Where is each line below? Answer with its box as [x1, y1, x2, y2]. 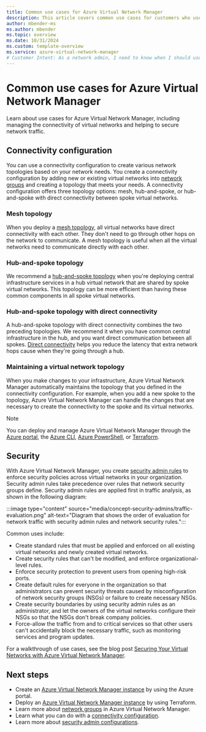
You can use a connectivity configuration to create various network [6, 162, 177, 169]
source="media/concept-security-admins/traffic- [68, 505, 193, 513]
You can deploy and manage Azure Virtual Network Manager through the [6, 426, 191, 434]
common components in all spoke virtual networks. [6, 292, 135, 299]
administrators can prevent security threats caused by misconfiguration [15, 588, 196, 595]
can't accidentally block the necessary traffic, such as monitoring [15, 627, 181, 634]
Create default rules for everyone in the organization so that [15, 581, 167, 588]
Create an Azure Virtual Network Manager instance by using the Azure [15, 686, 194, 693]
